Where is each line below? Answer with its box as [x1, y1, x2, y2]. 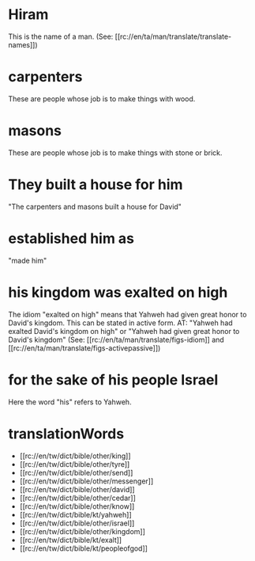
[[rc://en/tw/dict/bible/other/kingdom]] [19, 526, 146, 536]
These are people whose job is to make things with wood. [8, 93, 196, 104]
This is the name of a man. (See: [8, 32, 114, 41]
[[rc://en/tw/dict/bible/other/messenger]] [19, 476, 154, 486]
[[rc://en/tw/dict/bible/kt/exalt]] [19, 535, 122, 544]
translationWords [8, 425, 125, 442]
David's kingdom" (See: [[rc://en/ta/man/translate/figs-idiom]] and [8, 335, 225, 344]
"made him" [8, 256, 47, 265]
